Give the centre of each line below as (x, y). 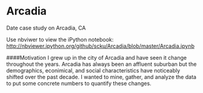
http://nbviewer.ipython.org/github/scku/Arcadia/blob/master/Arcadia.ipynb (101, 46)
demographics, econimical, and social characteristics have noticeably (93, 70)
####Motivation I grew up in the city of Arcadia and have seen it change (96, 57)
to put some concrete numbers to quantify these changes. (79, 83)
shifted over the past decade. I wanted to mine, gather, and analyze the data (101, 77)
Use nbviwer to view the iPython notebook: (60, 39)
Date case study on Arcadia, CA (46, 28)
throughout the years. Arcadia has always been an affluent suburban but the (101, 64)
